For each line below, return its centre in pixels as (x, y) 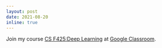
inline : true (22, 22)
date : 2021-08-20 (27, 17)
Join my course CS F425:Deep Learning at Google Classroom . (81, 39)
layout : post (22, 11)
